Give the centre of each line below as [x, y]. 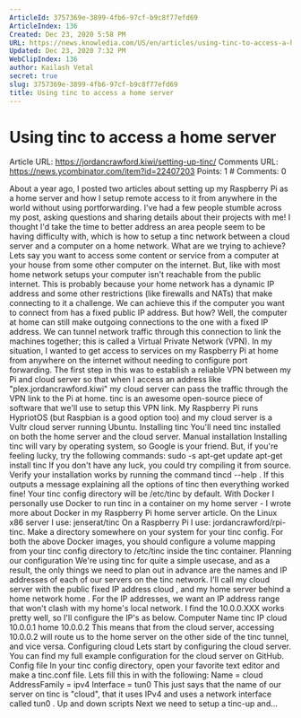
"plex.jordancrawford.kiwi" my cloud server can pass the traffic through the [149, 389]
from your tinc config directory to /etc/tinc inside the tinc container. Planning [150, 551]
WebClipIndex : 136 [43, 59]
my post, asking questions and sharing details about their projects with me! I [150, 217]
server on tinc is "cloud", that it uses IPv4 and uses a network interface [140, 694]
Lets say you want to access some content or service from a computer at [144, 256]
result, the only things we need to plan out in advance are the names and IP [149, 570]
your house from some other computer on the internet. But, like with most [145, 265]
